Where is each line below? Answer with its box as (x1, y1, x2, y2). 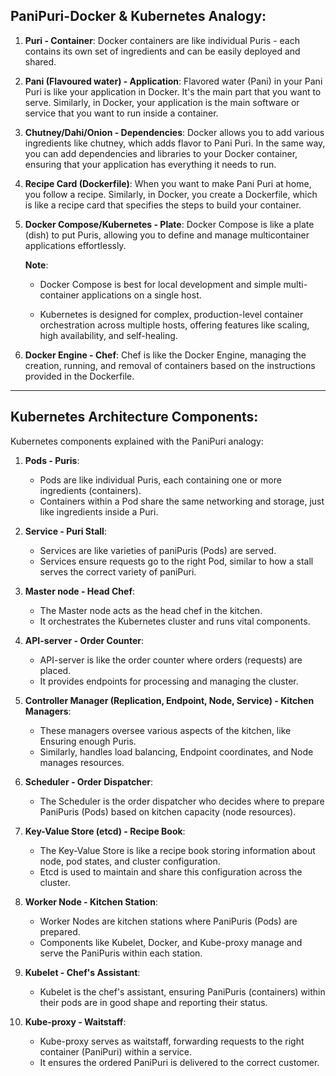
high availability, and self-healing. (39, 329, 178, 341)
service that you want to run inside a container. (24, 107, 219, 119)
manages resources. (39, 756, 125, 768)
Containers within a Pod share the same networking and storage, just (39, 495, 325, 507)
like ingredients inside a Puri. (39, 505, 159, 518)
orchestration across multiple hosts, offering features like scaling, (39, 319, 310, 331)
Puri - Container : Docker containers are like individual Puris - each (24, 34, 300, 46)
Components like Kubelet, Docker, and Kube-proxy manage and (39, 936, 303, 948)
